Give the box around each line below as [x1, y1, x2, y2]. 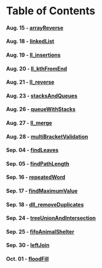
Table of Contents [6, 4, 96, 18]
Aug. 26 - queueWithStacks [6, 106, 75, 113]
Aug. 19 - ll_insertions [6, 51, 61, 58]
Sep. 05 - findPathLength [6, 160, 70, 167]
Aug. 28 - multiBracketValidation [6, 133, 88, 140]
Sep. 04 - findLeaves [6, 147, 59, 154]
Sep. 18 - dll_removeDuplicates [6, 201, 84, 208]
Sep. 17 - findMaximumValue [6, 187, 78, 194]
